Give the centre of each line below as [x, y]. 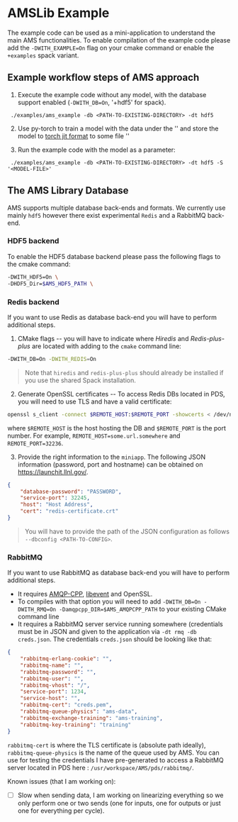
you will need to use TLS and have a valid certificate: [95, 401]
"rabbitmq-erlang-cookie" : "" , [66, 659]
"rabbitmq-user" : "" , [52, 679]
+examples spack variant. [43, 55]
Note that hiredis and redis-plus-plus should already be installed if [124, 372]
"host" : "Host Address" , [57, 505]
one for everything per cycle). [61, 811]
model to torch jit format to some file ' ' [73, 135]
